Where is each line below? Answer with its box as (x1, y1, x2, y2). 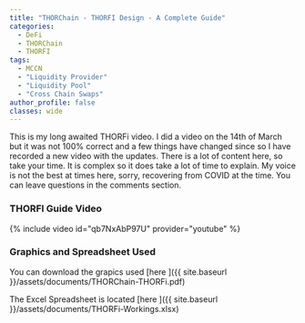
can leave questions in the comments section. (9, 179, 182, 191)
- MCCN (17, 65, 43, 74)
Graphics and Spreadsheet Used (9, 246, 157, 258)
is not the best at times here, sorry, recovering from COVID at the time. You (9, 170, 291, 181)
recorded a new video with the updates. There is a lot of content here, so (9, 151, 283, 162)
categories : (9, 22, 55, 31)
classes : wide (9, 106, 64, 116)
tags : (9, 56, 30, 65)
